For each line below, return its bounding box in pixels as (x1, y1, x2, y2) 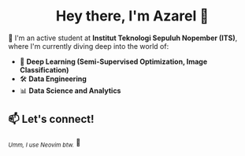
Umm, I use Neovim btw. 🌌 (8, 137, 81, 149)
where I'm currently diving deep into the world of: (8, 41, 169, 50)
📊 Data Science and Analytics (19, 86, 121, 95)
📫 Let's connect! (8, 113, 95, 126)
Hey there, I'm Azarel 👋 (55, 7, 210, 25)
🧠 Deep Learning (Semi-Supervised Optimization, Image (19, 57, 207, 66)
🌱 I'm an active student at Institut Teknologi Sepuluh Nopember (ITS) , (8, 33, 238, 43)
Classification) (19, 65, 69, 74)
